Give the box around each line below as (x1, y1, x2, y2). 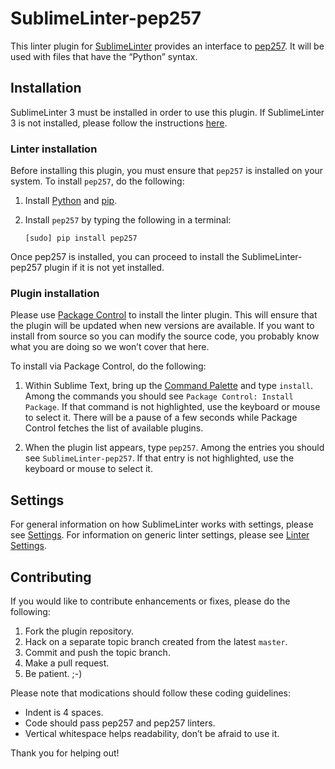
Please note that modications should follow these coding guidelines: (10, 687, 292, 699)
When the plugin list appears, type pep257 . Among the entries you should (24, 442, 325, 454)
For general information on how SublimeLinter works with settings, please (10, 518, 314, 531)
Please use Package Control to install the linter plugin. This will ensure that (10, 309, 318, 321)
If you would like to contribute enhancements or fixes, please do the (10, 595, 291, 607)
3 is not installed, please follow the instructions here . (10, 117, 228, 129)
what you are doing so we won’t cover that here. (10, 341, 210, 353)
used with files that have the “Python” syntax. (10, 50, 198, 62)
